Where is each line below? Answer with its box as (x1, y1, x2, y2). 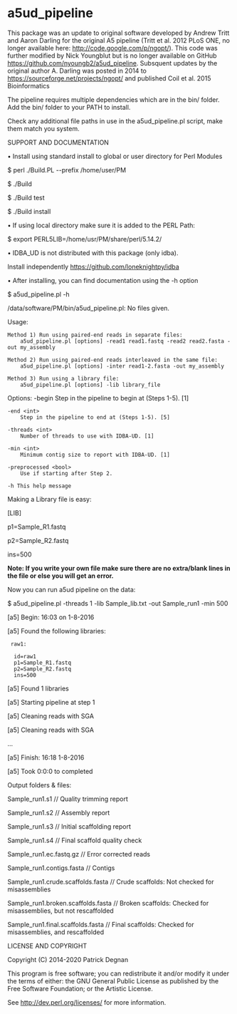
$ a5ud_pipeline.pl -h (7, 290, 70, 299)
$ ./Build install (7, 207, 51, 215)
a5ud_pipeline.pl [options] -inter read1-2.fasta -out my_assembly (20, 362, 224, 370)
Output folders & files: (7, 780, 72, 789)
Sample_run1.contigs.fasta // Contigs (7, 864, 115, 872)
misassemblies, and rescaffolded (7, 928, 105, 936)
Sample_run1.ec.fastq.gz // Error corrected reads (7, 849, 151, 858)
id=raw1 (14, 653, 37, 660)
